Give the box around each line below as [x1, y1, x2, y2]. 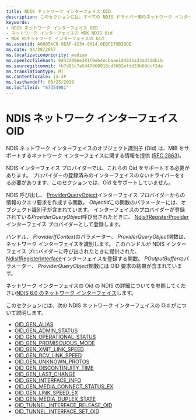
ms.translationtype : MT [6, 68, 64, 74]
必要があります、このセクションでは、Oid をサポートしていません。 [10, 179, 174, 186]
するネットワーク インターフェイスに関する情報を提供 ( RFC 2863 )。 [21, 152, 185, 159]
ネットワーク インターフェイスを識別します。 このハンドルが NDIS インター [6, 240, 187, 247]
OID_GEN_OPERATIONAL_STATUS [14, 333, 96, 340]
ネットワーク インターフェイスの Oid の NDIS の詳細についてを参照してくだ [6, 282, 186, 289]
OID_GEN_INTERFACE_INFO [14, 377, 82, 384]
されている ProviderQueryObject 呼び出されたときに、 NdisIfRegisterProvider [6, 213, 189, 220]
